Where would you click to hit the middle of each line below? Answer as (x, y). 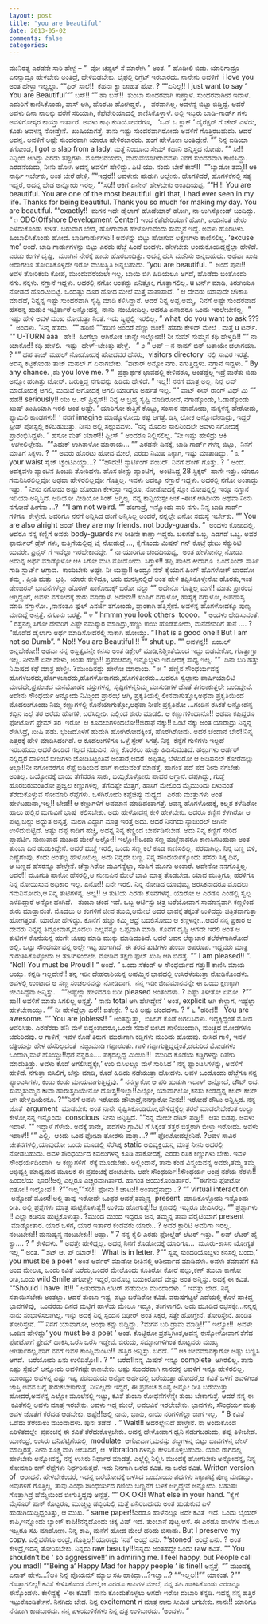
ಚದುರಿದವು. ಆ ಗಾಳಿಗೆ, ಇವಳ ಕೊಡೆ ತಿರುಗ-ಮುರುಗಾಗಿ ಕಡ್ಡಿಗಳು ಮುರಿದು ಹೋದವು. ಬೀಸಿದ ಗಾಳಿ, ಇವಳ (128, 1037)
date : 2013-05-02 (38, 30)
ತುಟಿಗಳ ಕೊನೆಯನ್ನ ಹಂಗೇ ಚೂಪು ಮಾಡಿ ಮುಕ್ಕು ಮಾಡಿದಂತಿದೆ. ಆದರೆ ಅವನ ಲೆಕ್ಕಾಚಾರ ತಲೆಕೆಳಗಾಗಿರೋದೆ (129, 938)
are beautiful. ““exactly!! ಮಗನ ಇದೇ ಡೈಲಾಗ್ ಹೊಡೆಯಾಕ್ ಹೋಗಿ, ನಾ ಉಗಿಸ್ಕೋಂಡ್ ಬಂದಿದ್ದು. (132, 211)
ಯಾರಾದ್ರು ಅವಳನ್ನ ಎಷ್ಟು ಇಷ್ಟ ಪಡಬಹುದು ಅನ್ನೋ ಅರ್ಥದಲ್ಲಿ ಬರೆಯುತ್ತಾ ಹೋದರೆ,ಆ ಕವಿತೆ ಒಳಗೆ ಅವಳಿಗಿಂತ (134, 1378)
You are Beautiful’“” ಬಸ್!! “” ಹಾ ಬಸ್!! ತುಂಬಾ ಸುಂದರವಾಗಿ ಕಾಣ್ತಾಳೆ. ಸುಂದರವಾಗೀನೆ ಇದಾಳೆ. (130, 95)
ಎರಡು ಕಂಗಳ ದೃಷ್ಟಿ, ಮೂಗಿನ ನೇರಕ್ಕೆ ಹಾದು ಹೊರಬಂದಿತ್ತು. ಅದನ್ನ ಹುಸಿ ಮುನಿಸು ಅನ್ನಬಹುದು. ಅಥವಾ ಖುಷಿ (133, 255)
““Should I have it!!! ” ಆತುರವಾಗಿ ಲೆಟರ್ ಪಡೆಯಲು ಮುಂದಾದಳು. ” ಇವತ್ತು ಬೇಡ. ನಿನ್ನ (119, 1288)
